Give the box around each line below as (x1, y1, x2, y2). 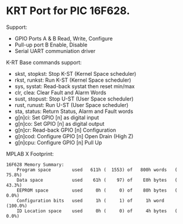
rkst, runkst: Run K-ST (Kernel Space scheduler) (14, 76, 131, 83)
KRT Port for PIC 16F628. (6, 4, 131, 18)
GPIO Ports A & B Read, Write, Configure (14, 35, 113, 42)
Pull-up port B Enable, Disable (14, 41, 88, 48)
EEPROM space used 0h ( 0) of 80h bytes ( (16, 187, 178, 193)
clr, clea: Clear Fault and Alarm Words (14, 89, 107, 96)
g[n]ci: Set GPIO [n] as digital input (14, 113, 99, 121)
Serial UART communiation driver (14, 47, 96, 54)
